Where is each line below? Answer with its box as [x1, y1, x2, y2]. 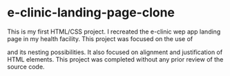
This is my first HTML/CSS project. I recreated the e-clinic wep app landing [7, 27, 221, 36]
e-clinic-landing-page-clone [7, 5, 175, 21]
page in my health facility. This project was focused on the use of [7, 34, 193, 42]
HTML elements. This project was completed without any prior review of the [7, 55, 224, 63]
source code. [7, 62, 45, 71]
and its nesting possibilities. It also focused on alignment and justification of [7, 48, 223, 56]
